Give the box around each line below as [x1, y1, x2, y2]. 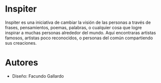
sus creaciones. [5, 40, 37, 46]
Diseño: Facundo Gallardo [12, 73, 64, 79]
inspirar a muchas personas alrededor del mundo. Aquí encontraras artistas [5, 30, 156, 35]
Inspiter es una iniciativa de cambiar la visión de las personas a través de [5, 19, 151, 25]
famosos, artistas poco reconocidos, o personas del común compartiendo [5, 35, 153, 41]
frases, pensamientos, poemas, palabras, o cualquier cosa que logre [5, 24, 142, 30]
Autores [5, 57, 38, 68]
